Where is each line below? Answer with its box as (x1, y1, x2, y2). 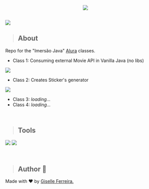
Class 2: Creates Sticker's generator (12, 77, 89, 83)
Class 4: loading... (12, 102, 51, 108)
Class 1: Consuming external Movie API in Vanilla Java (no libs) (12, 57, 144, 64)
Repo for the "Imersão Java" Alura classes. (5, 47, 96, 53)
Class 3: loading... (12, 96, 51, 102)
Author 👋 (17, 165, 47, 174)
